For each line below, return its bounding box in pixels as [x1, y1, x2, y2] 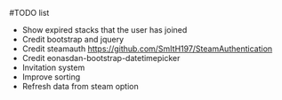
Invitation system [21, 62, 85, 73]
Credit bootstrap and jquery [21, 35, 125, 44]
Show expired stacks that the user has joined [21, 25, 188, 35]
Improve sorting [21, 72, 81, 82]
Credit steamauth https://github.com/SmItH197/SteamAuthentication [21, 43, 273, 54]
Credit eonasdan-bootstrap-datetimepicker [21, 53, 181, 63]
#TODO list [9, 8, 50, 18]
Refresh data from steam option [21, 81, 140, 91]
